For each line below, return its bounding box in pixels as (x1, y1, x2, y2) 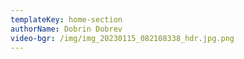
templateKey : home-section (10, 14, 123, 25)
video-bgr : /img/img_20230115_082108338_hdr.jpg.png (10, 33, 235, 43)
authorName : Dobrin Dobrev (10, 24, 123, 34)
